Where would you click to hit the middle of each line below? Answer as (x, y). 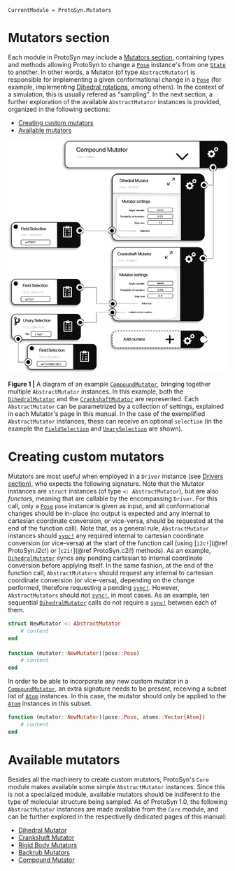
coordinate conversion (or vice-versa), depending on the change (101, 580)
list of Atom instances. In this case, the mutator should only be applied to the (117, 696)
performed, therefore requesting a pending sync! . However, (94, 588)
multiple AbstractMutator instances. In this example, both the (96, 391)
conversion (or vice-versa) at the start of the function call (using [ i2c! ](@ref (118, 543)
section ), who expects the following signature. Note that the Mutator (106, 484)
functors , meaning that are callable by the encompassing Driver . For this (113, 498)
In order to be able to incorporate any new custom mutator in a (98, 682)
